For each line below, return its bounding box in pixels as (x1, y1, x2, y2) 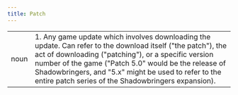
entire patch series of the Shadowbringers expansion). (34, 75, 216, 85)
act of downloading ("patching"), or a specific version (34, 49, 214, 59)
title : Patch (7, 10, 46, 18)
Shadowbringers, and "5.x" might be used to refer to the (34, 67, 222, 77)
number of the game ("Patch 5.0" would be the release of (34, 58, 227, 68)
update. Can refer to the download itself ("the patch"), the (34, 40, 227, 50)
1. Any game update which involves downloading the (34, 32, 211, 42)
